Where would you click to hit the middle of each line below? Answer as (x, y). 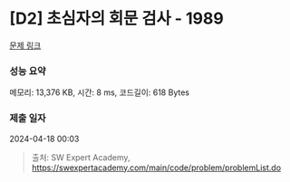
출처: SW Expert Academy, (81, 157)
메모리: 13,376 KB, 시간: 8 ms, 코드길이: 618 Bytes (100, 92)
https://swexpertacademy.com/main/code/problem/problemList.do (156, 168)
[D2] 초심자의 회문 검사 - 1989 (116, 19)
